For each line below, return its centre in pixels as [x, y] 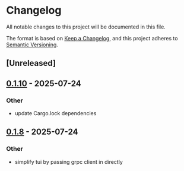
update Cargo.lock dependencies [55, 113]
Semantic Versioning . [32, 45]
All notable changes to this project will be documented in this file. [86, 27]
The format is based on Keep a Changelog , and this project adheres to [92, 38]
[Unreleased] [31, 63]
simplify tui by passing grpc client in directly [69, 161]
